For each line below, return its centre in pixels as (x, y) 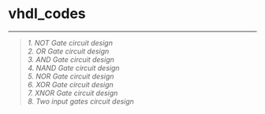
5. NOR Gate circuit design (71, 76)
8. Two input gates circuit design (80, 101)
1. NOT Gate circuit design (70, 42)
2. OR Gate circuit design (68, 51)
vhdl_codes (47, 14)
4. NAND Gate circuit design (73, 68)
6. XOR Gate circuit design (71, 84)
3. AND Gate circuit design (71, 59)
